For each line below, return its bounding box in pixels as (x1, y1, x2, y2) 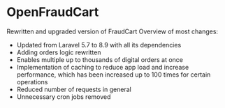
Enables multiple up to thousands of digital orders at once (16, 55, 183, 63)
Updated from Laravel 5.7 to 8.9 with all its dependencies (16, 40, 182, 49)
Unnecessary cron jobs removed (16, 92, 111, 101)
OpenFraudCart (6, 4, 99, 20)
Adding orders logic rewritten (16, 48, 101, 56)
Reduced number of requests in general (16, 85, 132, 93)
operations (16, 77, 48, 86)
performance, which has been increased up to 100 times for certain (16, 70, 211, 79)
